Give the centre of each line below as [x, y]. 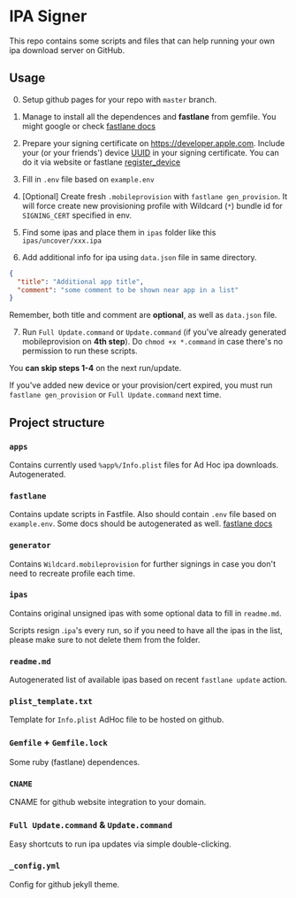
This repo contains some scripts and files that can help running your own [142, 41]
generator [30, 546]
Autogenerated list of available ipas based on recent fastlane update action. [148, 680]
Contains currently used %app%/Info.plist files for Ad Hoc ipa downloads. [144, 464]
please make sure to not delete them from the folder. [105, 639]
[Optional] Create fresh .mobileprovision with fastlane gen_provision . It [155, 196]
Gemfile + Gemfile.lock [58, 743]
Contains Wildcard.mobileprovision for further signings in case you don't [143, 563]
